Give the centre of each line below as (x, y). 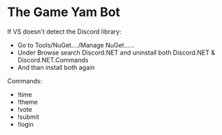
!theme (28, 101)
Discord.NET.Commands (53, 59)
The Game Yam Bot (64, 12)
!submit (28, 117)
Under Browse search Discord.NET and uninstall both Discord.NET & (116, 52)
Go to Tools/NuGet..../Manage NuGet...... (76, 45)
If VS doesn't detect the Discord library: (64, 31)
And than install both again (56, 67)
